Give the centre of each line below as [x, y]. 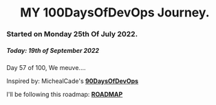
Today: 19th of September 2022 [53, 50]
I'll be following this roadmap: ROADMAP [65, 95]
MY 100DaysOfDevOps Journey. [115, 13]
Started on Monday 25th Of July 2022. [72, 34]
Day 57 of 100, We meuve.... [46, 68]
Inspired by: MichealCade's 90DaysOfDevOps [73, 81]
